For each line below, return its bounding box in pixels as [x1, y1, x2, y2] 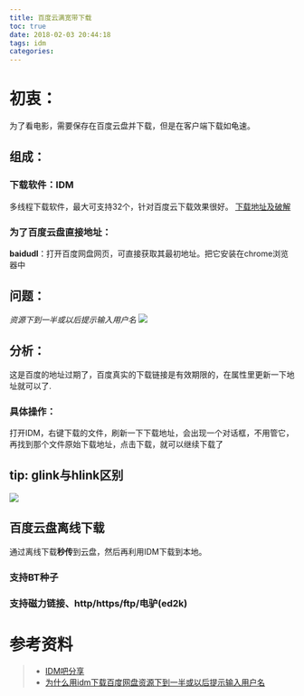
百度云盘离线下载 [9, 520, 105, 536]
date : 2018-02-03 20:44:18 [9, 30, 111, 39]
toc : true [9, 22, 47, 31]
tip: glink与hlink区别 [9, 468, 124, 483]
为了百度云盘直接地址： [9, 225, 111, 238]
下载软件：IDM [9, 178, 74, 191]
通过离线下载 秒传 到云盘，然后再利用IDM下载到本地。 [9, 546, 207, 557]
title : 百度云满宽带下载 [9, 13, 92, 23]
